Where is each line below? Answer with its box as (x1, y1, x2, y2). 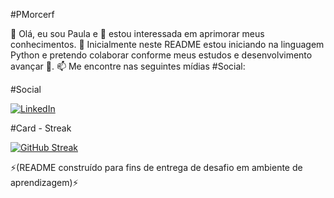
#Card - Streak (10, 122, 72, 134)
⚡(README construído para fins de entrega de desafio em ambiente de (10, 162, 303, 173)
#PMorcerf (10, 9, 55, 20)
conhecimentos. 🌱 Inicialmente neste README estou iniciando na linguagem (10, 39, 325, 50)
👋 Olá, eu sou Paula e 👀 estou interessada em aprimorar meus (10, 28, 265, 39)
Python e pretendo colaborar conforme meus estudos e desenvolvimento (10, 49, 313, 61)
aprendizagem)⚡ (10, 177, 79, 188)
